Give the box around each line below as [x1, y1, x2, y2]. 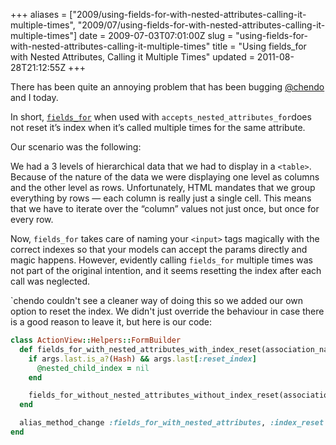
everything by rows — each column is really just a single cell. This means [10, 192, 312, 204]
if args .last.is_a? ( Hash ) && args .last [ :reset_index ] [28, 354, 257, 364]
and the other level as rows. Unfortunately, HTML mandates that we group [10, 182, 316, 193]
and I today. [10, 92, 59, 103]
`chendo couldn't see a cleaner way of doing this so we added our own [10, 295, 304, 306]
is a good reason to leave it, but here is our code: [10, 316, 213, 328]
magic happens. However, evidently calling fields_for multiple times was [10, 254, 313, 266]
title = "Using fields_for [212, 40, 307, 52]
